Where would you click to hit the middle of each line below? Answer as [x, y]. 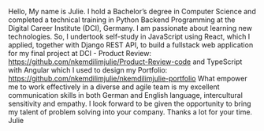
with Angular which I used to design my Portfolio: [88, 70]
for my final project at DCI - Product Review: [80, 53]
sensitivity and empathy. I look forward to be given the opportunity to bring [130, 103]
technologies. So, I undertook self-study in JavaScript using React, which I [129, 36]
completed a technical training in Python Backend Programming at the [122, 20]
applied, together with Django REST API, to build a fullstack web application [131, 45]
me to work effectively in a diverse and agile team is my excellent [114, 87]
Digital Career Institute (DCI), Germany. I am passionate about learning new [130, 28]
